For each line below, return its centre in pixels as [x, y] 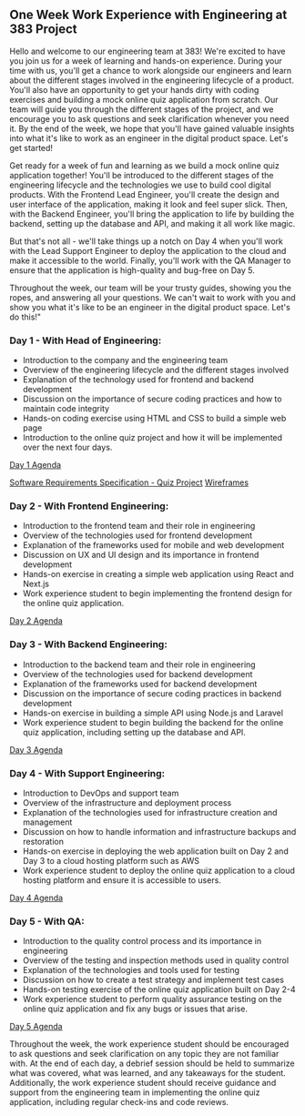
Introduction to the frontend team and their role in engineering [139, 526]
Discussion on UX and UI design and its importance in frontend [141, 555]
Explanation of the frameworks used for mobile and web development [153, 545]
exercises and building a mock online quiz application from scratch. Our [144, 99]
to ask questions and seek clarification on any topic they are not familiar [144, 1054]
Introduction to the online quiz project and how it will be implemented [152, 438]
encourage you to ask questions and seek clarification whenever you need [149, 118]
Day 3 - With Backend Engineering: [89, 644]
